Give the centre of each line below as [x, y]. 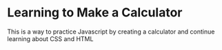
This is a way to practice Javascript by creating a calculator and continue [111, 32]
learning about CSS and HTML [50, 38]
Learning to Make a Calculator [95, 13]
